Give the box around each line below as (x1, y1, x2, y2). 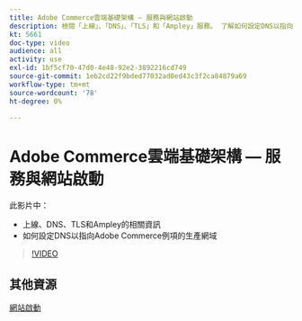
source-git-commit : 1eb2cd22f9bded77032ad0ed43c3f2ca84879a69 (9, 72, 247, 81)
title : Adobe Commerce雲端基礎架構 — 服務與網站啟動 (9, 13, 193, 22)
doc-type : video (9, 38, 70, 48)
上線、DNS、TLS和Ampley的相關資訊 (22, 219, 162, 230)
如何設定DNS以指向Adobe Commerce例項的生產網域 (22, 230, 218, 241)
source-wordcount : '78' (9, 88, 99, 97)
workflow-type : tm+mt (9, 80, 91, 89)
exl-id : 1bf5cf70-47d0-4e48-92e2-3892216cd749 (9, 64, 187, 73)
